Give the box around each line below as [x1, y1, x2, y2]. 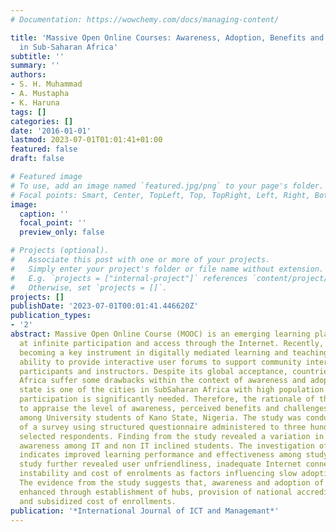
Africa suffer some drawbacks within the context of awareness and [19, 376, 307, 386]
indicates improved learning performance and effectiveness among [19, 450, 302, 460]
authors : [10, 70, 47, 80]
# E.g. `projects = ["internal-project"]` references [10, 273, 248, 283]
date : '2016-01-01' [10, 126, 92, 136]
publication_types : [10, 311, 92, 321]
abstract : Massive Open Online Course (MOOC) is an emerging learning [10, 329, 311, 339]
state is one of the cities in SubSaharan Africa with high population [19, 385, 325, 395]
